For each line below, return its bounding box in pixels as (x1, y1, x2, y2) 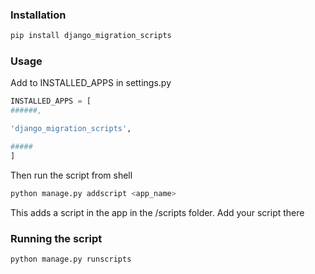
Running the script (10, 231, 103, 245)
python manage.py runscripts (10, 254, 132, 265)
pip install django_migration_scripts (10, 31, 172, 41)
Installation (10, 8, 67, 22)
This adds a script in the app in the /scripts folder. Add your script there (10, 206, 305, 218)
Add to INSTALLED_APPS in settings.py (10, 77, 172, 89)
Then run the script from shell (10, 169, 133, 181)
